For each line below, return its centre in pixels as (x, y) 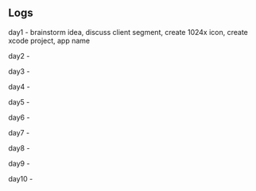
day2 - (19, 55)
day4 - (19, 86)
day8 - (19, 148)
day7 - (19, 132)
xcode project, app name (49, 40)
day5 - (19, 101)
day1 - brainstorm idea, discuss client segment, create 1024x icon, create (128, 32)
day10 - (21, 178)
